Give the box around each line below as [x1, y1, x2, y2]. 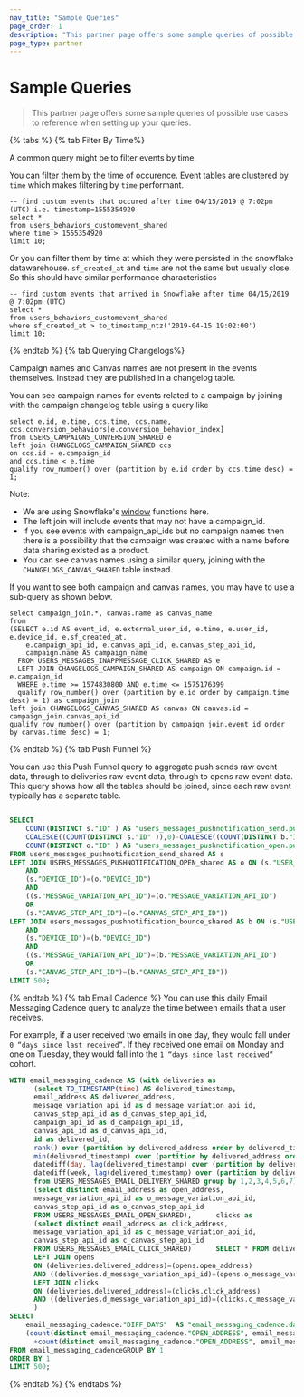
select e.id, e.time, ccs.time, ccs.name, [9, 417, 172, 426]
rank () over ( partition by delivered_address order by [33, 1143, 245, 1152]
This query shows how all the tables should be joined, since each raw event [9, 781, 291, 792]
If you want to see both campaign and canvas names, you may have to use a [9, 581, 295, 592]
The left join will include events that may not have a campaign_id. [22, 516, 266, 527]
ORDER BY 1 [9, 1353, 51, 1363]
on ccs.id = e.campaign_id [9, 449, 111, 458]
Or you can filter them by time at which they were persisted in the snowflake [9, 253, 294, 264]
